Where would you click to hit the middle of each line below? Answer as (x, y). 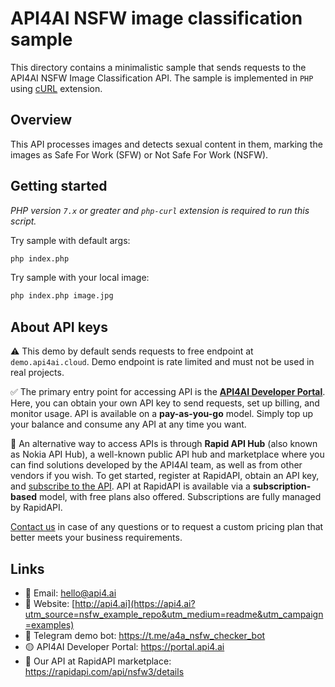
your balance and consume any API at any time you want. (128, 424)
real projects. (37, 373)
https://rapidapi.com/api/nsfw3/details (104, 671)
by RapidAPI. (36, 508)
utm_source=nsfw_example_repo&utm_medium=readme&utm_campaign (174, 614)
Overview (41, 120)
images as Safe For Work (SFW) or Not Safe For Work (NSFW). (139, 154)
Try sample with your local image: (80, 278)
